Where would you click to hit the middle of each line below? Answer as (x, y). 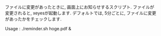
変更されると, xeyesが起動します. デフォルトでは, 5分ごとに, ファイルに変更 (81, 13)
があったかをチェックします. (33, 19)
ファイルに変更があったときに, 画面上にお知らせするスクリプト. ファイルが (80, 7)
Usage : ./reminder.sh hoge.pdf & (38, 29)
